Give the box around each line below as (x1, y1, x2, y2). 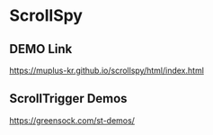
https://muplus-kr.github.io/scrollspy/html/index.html (9, 65, 205, 76)
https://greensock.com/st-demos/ (9, 114, 135, 126)
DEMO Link (9, 41, 73, 57)
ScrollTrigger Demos (9, 91, 128, 106)
